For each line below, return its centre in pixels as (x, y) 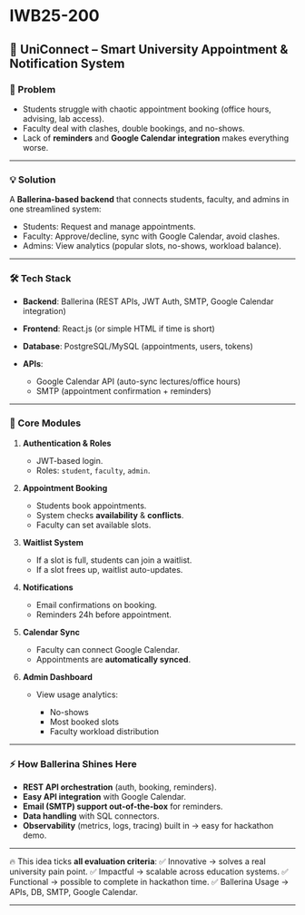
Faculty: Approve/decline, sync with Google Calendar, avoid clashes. (151, 236)
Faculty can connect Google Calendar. (108, 649)
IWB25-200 (54, 16)
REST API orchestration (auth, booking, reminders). (119, 787)
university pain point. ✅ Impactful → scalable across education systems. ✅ (149, 871)
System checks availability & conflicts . (110, 515)
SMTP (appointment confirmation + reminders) (123, 391)
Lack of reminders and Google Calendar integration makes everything (156, 138)
